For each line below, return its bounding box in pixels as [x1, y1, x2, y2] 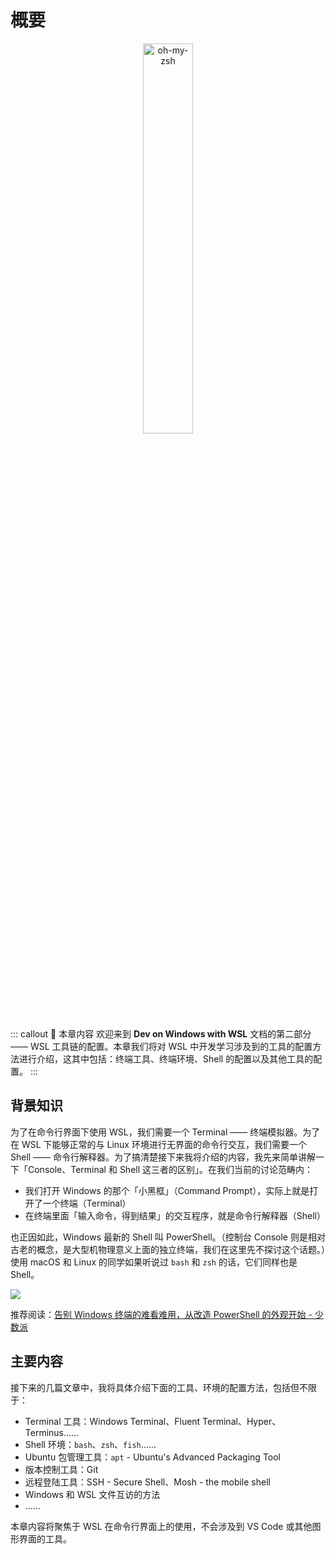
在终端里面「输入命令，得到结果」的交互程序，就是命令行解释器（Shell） [24, 1209, 326, 1221]
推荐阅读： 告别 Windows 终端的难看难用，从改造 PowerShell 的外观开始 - [10, 1308, 313, 1320]
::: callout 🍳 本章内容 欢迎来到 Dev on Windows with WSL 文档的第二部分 [10, 1027, 312, 1040]
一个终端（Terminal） [42, 1197, 132, 1209]
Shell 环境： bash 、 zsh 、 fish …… [24, 1438, 157, 1450]
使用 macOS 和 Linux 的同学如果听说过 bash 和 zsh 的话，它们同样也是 [10, 1256, 298, 1268]
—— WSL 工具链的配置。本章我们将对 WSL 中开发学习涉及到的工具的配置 [10, 1040, 313, 1052]
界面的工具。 [18, 1532, 72, 1545]
